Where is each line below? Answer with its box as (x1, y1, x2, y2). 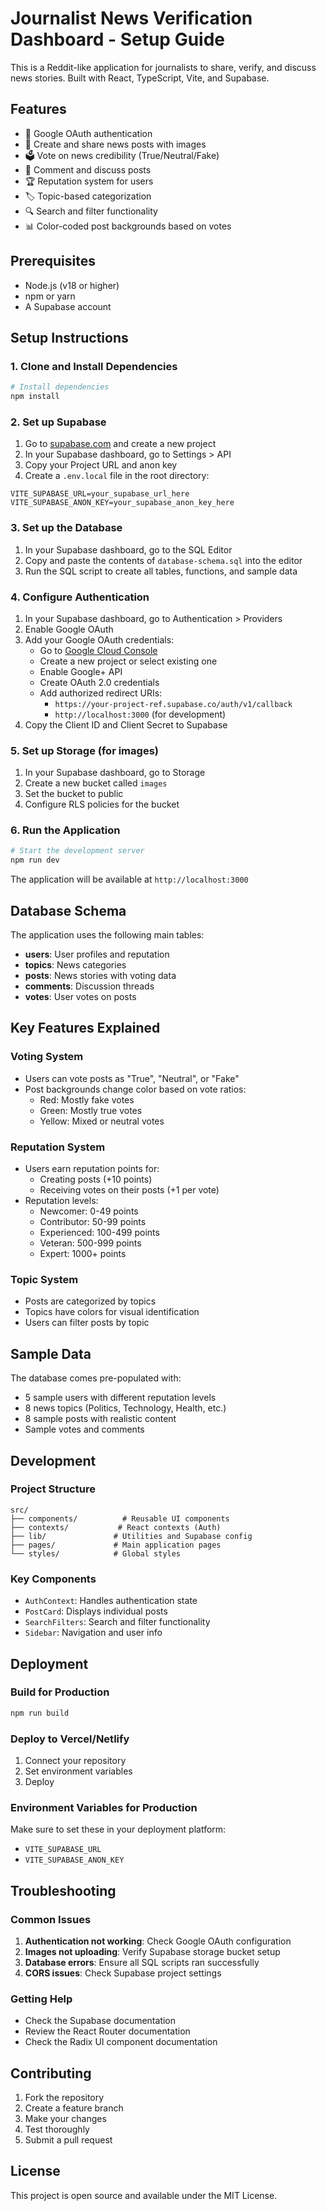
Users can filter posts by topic (24, 1317, 150, 1329)
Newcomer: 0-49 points (39, 1205, 139, 1217)
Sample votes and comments (24, 1423, 145, 1436)
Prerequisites (10, 253, 96, 270)
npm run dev (10, 855, 60, 866)
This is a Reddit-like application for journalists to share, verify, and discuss (10, 61, 317, 73)
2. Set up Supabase (10, 415, 107, 429)
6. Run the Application (10, 823, 121, 837)
